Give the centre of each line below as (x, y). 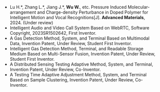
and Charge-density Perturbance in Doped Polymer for (93, 12)
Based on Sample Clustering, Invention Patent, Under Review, (72, 80)
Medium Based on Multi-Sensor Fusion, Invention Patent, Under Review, (82, 54)
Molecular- (139, 7)
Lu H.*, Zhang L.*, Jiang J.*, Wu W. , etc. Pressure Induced (68, 7)
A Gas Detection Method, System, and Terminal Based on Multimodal (80, 38)
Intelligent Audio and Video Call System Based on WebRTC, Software (80, 28)
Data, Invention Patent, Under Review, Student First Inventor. (71, 43)
